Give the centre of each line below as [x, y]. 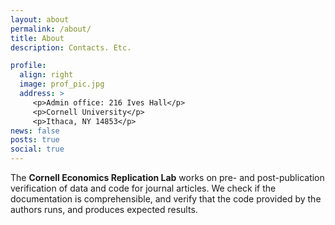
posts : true [35, 140]
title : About [37, 38]
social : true [37, 149]
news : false [35, 131]
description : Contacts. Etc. [71, 47]
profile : [28, 66]
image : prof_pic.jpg [62, 84]
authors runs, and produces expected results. [104, 209]
